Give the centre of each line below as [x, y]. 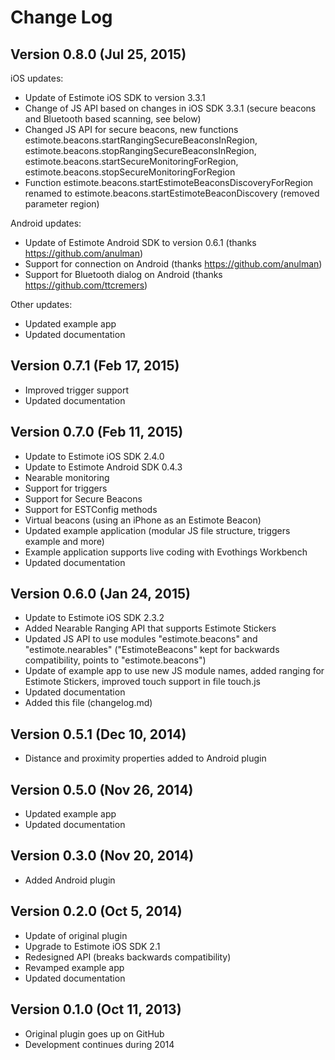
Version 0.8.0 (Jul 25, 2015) [98, 54]
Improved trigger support [77, 390]
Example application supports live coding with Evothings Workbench [166, 552]
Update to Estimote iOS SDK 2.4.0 [94, 456]
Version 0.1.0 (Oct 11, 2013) [96, 1009]
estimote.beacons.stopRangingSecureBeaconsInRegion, [140, 150]
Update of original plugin [76, 935]
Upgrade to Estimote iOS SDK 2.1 [92, 946]
